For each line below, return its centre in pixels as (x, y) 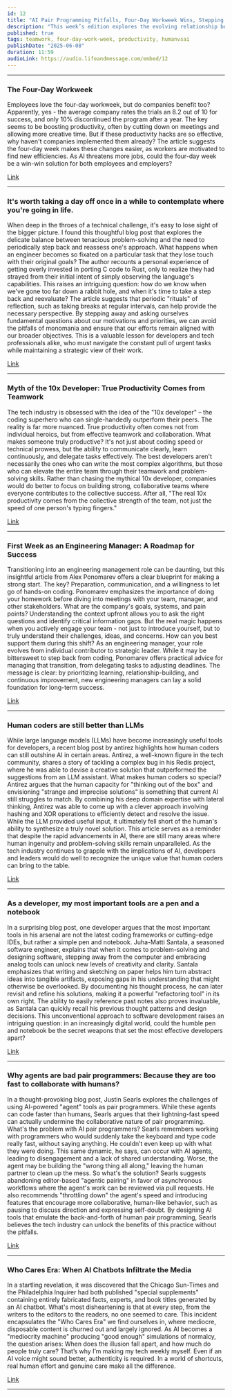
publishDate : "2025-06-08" (46, 46)
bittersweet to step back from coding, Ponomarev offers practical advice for (115, 658)
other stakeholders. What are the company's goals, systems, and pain (107, 606)
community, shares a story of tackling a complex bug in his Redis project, (111, 763)
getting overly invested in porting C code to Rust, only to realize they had (111, 269)
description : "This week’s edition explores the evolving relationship (112, 26)
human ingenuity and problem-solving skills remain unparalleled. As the (109, 844)
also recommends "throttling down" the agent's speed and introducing (108, 1195)
